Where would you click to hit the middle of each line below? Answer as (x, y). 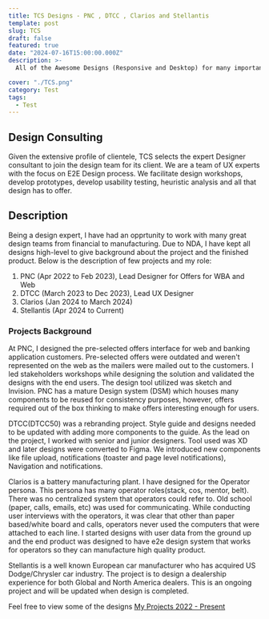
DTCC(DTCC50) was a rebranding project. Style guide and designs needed (132, 424)
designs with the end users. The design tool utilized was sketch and (120, 382)
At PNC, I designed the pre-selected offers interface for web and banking (129, 349)
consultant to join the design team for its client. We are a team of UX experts (134, 165)
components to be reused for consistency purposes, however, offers (121, 400)
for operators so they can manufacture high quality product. (107, 550)
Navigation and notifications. (56, 467)
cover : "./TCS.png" (41, 82)
